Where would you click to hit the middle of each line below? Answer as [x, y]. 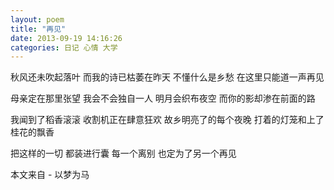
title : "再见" [38, 29]
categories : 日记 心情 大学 [64, 47]
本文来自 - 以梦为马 [50, 175]
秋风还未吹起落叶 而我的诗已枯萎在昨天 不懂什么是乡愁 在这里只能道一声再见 [167, 77]
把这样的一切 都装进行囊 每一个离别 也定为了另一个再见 [123, 153]
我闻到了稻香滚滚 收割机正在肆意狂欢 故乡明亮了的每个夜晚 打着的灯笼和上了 [167, 120]
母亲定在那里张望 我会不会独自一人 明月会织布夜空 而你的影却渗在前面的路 [163, 98]
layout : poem [37, 19]
